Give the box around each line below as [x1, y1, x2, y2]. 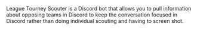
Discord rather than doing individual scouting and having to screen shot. [6, 18, 184, 24]
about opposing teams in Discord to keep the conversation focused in [6, 11, 178, 18]
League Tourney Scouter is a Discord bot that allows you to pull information [6, 5, 192, 12]
